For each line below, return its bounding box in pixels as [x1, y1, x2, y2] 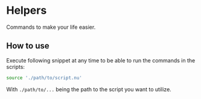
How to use [6, 41, 49, 51]
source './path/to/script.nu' [6, 74, 83, 81]
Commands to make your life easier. [6, 23, 96, 31]
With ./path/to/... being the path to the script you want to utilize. [6, 85, 172, 93]
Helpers [6, 4, 47, 17]
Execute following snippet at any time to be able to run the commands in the [6, 56, 196, 64]
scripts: [6, 63, 25, 70]
